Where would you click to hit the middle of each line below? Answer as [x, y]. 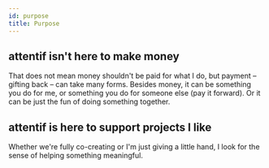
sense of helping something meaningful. [76, 156]
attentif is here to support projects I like [110, 127]
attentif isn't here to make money [94, 56]
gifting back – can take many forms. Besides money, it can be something [130, 84]
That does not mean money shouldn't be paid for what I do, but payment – [132, 76]
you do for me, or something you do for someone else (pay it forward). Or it [134, 93]
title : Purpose [34, 24]
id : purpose [28, 16]
